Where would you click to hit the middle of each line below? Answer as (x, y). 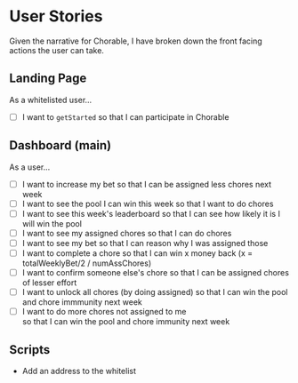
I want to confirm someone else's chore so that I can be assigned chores (155, 272)
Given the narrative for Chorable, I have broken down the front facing (136, 41)
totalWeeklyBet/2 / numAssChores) (87, 263)
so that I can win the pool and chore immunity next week (126, 322)
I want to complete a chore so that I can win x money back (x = (137, 253)
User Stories (56, 16)
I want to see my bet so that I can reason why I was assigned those (145, 243)
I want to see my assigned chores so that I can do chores (127, 233)
